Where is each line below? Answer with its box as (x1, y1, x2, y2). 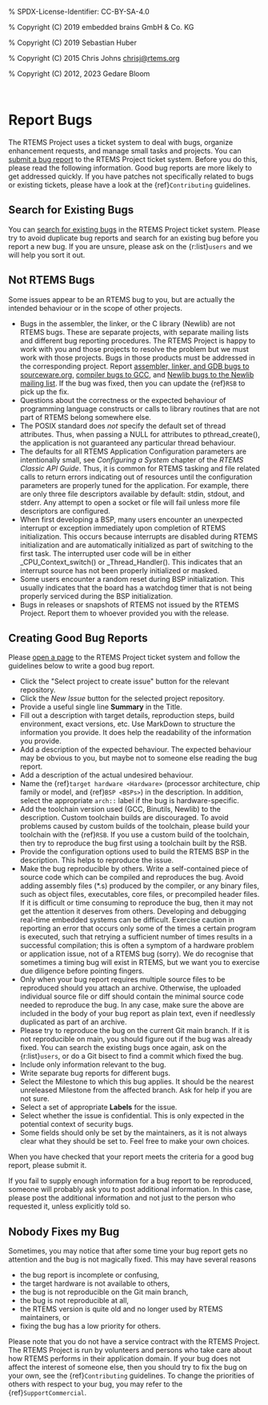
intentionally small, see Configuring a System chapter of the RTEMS (19, 454, 244, 464)
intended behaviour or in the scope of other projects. (8, 303, 182, 313)
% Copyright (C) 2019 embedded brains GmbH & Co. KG (8, 22, 194, 31)
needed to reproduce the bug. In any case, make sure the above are (19, 1000, 244, 1010)
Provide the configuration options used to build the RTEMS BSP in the (19, 847, 250, 857)
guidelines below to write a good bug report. (8, 661, 155, 671)
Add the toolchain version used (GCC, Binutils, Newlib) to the (19, 805, 222, 814)
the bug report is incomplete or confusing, (19, 1270, 160, 1280)
